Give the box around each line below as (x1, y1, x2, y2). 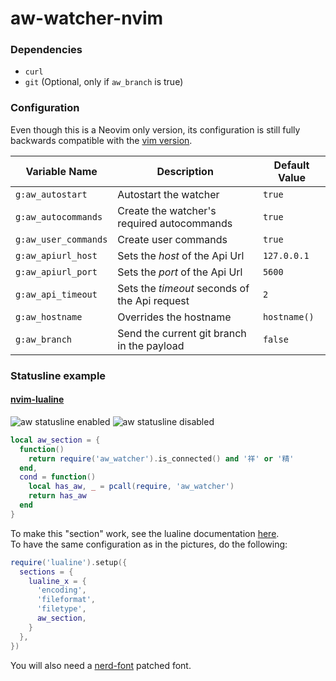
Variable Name (25, 164, 98, 178)
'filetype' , (36, 604, 87, 614)
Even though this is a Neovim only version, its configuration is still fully (10, 123, 301, 136)
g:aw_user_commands (15, 233, 108, 245)
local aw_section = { (10, 435, 101, 445)
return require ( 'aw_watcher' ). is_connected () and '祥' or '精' (28, 453, 295, 464)
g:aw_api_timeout (15, 288, 98, 300)
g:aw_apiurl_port (15, 266, 98, 277)
